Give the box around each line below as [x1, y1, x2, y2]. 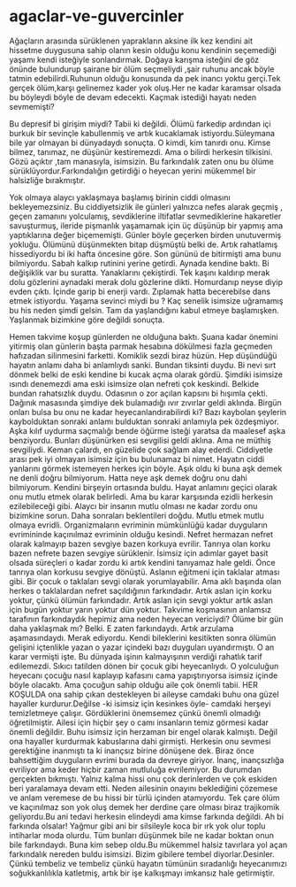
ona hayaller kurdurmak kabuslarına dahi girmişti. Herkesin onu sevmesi [9, 736, 271, 746]
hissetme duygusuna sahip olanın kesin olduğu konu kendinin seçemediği [9, 44, 277, 55]
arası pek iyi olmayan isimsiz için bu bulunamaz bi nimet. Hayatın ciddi [9, 453, 265, 464]
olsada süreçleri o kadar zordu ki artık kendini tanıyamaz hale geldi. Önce [9, 557, 276, 567]
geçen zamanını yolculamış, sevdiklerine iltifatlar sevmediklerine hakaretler [9, 211, 282, 221]
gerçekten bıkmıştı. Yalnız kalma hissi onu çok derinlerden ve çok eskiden [9, 773, 277, 784]
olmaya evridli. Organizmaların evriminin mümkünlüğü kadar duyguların [9, 520, 268, 530]
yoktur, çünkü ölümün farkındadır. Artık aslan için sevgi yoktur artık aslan [9, 595, 274, 605]
